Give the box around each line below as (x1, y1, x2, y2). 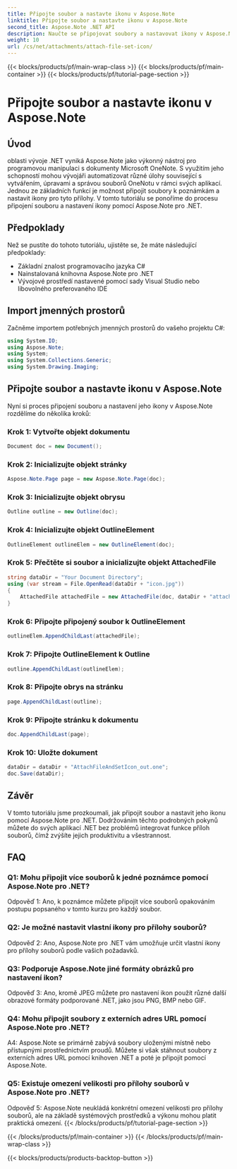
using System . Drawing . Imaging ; (7, 364, 99, 371)
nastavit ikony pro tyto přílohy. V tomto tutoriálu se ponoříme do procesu (7, 194, 219, 202)
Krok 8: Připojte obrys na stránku (7, 682, 123, 692)
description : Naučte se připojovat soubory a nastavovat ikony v (7, 30, 203, 37)
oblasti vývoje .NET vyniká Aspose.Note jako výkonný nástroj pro (7, 157, 197, 164)
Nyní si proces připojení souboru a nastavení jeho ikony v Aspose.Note (7, 402, 213, 410)
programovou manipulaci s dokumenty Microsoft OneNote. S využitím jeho (7, 164, 224, 172)
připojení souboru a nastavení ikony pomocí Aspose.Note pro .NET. (7, 202, 202, 210)
